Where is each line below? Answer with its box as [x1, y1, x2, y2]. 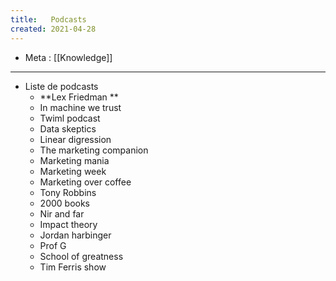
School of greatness [39, 250, 124, 262]
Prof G [39, 239, 67, 251]
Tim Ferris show [39, 261, 107, 273]
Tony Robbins [39, 186, 97, 198]
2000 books [39, 197, 90, 209]
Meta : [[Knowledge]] [24, 51, 113, 63]
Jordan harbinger [39, 229, 112, 241]
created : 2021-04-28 [10, 24, 97, 34]
